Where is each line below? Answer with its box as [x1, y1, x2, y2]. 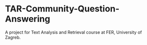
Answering [5, 13, 50, 24]
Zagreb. [5, 34, 21, 40]
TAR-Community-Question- [5, 3, 120, 14]
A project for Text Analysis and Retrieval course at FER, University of [5, 29, 142, 35]
